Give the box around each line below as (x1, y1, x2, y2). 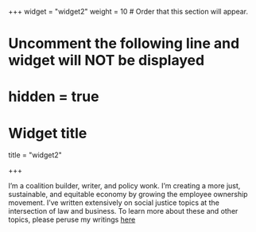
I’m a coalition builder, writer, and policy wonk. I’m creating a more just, (8, 181, 241, 191)
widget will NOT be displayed (8, 52, 205, 70)
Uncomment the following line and (8, 35, 240, 52)
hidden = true (8, 87, 99, 106)
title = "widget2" (8, 150, 62, 160)
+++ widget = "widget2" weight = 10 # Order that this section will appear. (8, 7, 249, 16)
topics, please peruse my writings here (8, 215, 136, 225)
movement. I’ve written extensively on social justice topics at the (8, 198, 220, 207)
